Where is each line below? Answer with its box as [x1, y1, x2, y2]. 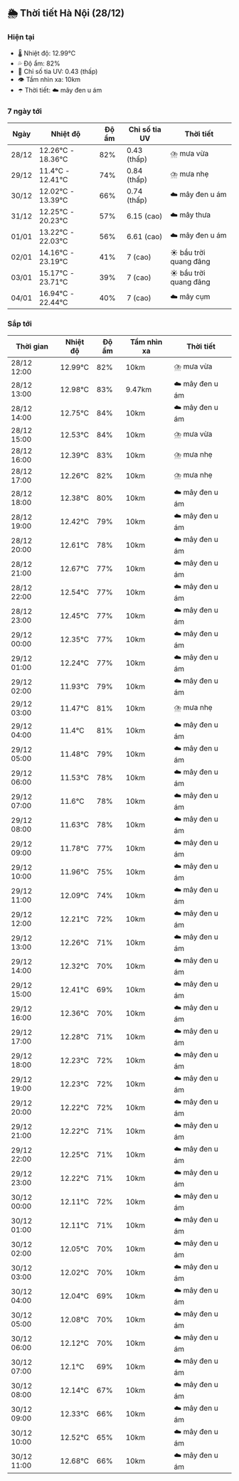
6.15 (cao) [127, 211, 163, 221]
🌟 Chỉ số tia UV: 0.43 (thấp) [17, 67, 98, 75]
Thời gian [15, 341, 48, 351]
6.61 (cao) [127, 231, 163, 241]
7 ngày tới [7, 106, 43, 116]
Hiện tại [7, 32, 35, 42]
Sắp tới [7, 319, 32, 329]
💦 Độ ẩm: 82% [17, 59, 60, 68]
